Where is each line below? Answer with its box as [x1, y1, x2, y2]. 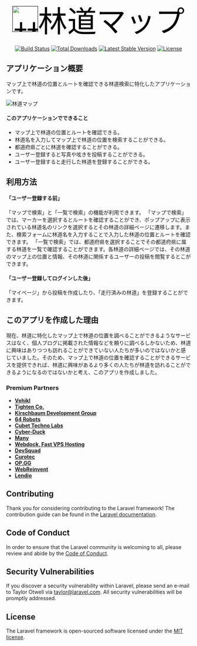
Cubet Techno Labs [14, 421, 63, 429]
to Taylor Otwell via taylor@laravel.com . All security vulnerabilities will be [6, 588, 183, 595]
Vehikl [14, 397, 31, 404]
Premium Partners [6, 383, 59, 391]
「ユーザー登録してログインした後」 [6, 275, 94, 282]
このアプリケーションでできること [6, 115, 89, 122]
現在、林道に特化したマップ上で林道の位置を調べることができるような [6, 332, 176, 339]
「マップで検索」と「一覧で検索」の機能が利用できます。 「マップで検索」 [6, 209, 187, 216]
